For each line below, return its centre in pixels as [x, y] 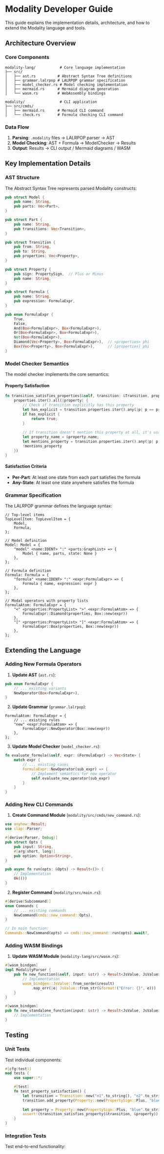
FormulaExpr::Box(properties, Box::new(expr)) [71, 627]
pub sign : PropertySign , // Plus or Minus [59, 274]
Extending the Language [43, 650]
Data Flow [17, 127]
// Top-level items [25, 515]
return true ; [44, 419]
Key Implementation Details [48, 164]
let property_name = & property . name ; [61, 437]
